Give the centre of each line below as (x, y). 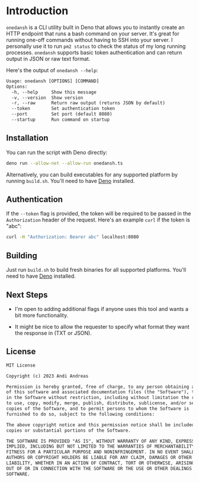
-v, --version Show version (47, 98)
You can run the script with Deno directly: (57, 152)
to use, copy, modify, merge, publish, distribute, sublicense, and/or (96, 403)
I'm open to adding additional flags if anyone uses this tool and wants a (101, 309)
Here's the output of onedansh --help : (52, 70)
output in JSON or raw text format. (48, 59)
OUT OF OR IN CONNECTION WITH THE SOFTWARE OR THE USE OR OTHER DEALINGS (99, 468)
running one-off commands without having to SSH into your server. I (89, 40)
